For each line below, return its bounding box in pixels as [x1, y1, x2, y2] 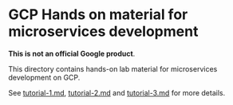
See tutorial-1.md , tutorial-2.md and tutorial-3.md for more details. [8, 87, 226, 97]
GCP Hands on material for [8, 6, 188, 24]
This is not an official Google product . [8, 49, 136, 58]
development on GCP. [8, 72, 81, 82]
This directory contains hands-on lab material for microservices [8, 64, 218, 73]
